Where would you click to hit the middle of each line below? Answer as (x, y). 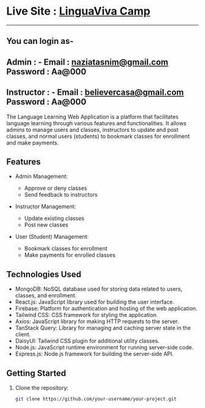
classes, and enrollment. (46, 296)
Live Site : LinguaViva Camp (78, 11)
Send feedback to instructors (61, 195)
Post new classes (46, 225)
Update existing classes (54, 219)
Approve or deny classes (56, 188)
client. (23, 335)
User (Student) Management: (52, 237)
